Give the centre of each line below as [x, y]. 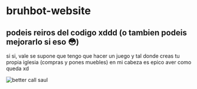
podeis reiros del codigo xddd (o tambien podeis [96, 33]
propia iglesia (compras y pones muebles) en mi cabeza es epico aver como [99, 62]
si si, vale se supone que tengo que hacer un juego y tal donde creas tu [93, 56]
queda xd [18, 68]
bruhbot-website [49, 11]
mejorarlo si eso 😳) [43, 42]
